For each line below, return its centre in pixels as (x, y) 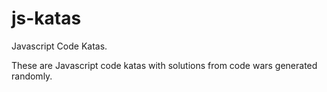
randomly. (32, 76)
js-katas (46, 18)
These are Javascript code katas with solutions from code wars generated (164, 65)
